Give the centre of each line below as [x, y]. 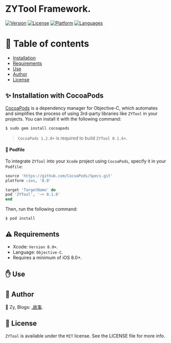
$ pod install [20, 219]
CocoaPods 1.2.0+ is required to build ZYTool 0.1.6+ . [72, 138]
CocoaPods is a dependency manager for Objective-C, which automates [82, 108]
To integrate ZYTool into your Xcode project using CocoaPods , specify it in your [86, 161]
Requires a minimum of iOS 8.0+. [47, 257]
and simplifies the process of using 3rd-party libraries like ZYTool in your [81, 113]
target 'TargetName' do [31, 190]
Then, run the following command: [41, 209]
